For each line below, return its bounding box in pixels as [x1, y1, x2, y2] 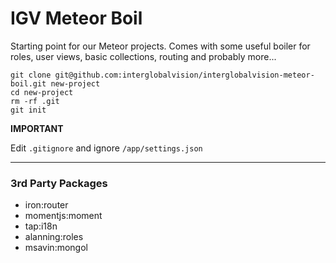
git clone [10, 70, 52, 80]
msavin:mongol [24, 242, 88, 254]
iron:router [24, 199, 69, 211]
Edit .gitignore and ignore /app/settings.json [10, 142, 203, 154]
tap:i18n [24, 220, 58, 232]
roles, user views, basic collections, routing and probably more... [10, 50, 277, 62]
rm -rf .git [10, 96, 60, 106]
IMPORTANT [10, 122, 64, 134]
